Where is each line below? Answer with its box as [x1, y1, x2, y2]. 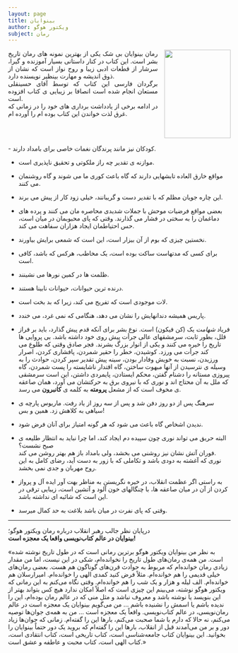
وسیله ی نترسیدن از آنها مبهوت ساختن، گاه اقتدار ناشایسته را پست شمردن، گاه [18, 363, 227, 371]
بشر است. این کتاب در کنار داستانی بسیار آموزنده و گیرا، [8, 57, 158, 66]
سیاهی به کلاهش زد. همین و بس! [18, 406, 105, 415]
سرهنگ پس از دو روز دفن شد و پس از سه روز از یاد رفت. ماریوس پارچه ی [18, 399, 215, 407]
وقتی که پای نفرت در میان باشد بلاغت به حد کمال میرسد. [18, 506, 168, 514]
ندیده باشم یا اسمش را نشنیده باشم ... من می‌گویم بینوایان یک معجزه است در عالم [8, 600, 225, 608]
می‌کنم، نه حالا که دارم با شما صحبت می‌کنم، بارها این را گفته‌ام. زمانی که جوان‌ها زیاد [8, 616, 230, 624]
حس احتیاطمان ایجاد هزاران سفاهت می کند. [18, 222, 135, 230]
